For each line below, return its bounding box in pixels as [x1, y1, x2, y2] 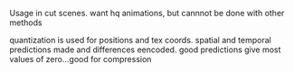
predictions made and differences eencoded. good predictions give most [9, 44, 281, 55]
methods [9, 17, 43, 28]
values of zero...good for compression [9, 54, 152, 64]
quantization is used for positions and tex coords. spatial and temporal [9, 35, 271, 45]
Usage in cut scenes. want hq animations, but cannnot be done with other [9, 8, 285, 18]
